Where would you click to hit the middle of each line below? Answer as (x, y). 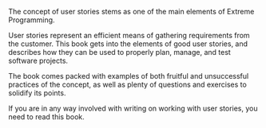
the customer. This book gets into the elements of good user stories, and (128, 44)
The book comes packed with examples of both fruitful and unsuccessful (129, 76)
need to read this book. (47, 117)
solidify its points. (37, 93)
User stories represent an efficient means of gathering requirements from (129, 35)
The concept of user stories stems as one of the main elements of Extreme (131, 12)
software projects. (38, 60)
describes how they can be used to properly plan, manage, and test (120, 52)
